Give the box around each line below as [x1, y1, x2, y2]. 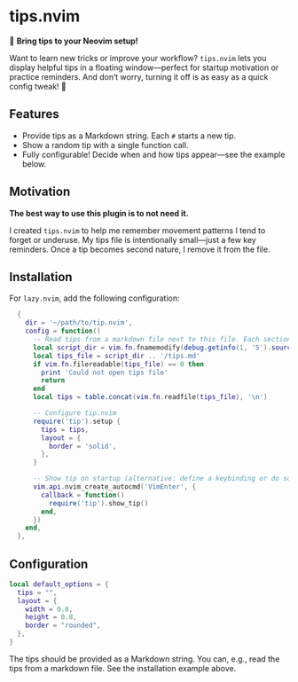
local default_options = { [9, 579, 109, 589]
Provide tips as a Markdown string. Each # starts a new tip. [21, 130, 237, 141]
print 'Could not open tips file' [41, 368, 169, 377]
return [41, 376, 66, 385]
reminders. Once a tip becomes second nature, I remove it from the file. [9, 244, 271, 255]
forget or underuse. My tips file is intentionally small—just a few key [9, 234, 257, 245]
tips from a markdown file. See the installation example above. [9, 662, 237, 673]
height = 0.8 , [25, 613, 77, 622]
